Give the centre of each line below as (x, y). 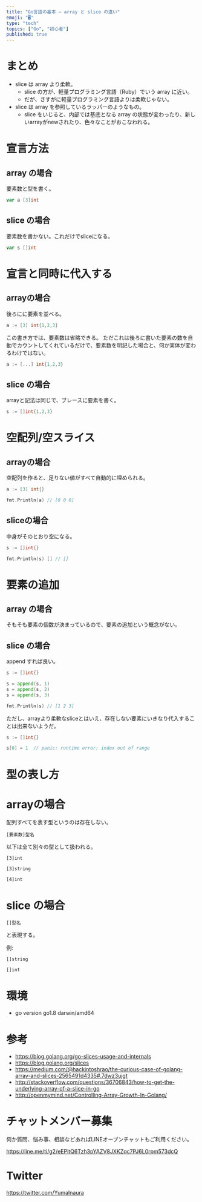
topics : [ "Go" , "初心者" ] (37, 29)
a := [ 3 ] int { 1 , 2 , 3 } (32, 325)
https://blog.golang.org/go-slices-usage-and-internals (83, 1057)
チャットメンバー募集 (59, 1121)
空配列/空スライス (51, 438)
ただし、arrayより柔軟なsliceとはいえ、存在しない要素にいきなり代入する (98, 718)
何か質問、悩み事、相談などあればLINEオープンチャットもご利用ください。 (99, 1140)
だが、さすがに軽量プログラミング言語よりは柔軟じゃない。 (98, 99)
